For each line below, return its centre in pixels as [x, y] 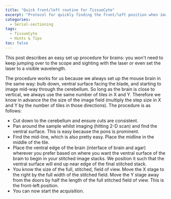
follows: [13, 110]
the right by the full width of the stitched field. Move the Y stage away [86, 175]
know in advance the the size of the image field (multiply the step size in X [83, 100]
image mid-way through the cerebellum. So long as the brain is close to [80, 89]
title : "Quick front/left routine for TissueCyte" [60, 10]
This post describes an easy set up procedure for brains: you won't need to [84, 58]
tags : [11, 29]
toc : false [17, 43]
